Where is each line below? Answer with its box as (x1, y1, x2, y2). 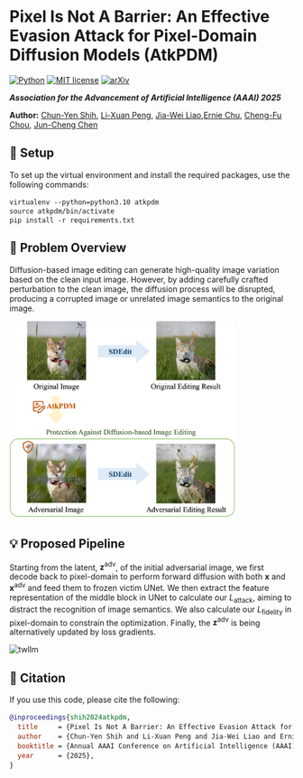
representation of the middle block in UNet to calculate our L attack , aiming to (9, 592, 292, 605)
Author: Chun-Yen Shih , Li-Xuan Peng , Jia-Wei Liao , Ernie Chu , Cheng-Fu (9, 109, 282, 120)
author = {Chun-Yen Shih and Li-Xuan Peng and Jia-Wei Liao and (17, 732, 277, 741)
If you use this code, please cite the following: (9, 694, 180, 706)
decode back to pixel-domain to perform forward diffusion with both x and (9, 571, 286, 582)
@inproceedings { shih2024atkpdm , (9, 713, 131, 722)
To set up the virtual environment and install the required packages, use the (9, 169, 290, 180)
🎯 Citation (9, 670, 66, 686)
